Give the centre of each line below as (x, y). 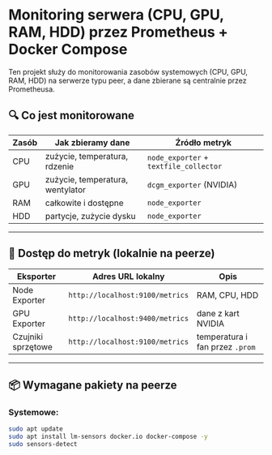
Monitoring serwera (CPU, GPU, (116, 15)
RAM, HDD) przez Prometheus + (118, 32)
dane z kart (218, 313)
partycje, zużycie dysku (90, 216)
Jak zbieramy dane (92, 142)
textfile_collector (185, 166)
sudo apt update (36, 429)
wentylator (66, 190)
